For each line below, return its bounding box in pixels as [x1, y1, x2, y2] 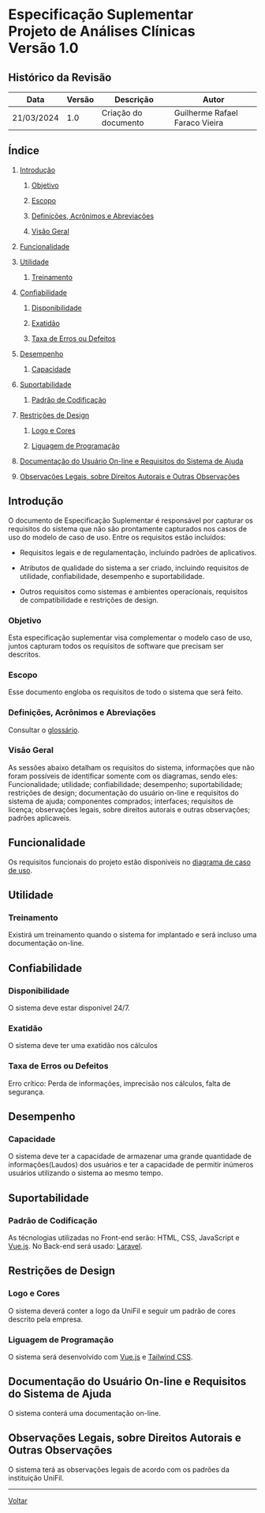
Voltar [8, 1496, 28, 1505]
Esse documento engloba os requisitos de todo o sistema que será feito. [8, 687, 243, 697]
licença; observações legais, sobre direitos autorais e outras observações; [8, 804, 251, 814]
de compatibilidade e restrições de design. [19, 595, 159, 604]
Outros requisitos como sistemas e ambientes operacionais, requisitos [19, 587, 248, 596]
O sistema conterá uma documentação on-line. [8, 1408, 162, 1417]
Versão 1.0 [8, 40, 79, 57]
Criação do [101, 108, 143, 118]
